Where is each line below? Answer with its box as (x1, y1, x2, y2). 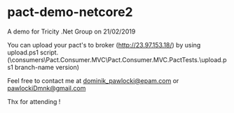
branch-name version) (15, 63, 79, 71)
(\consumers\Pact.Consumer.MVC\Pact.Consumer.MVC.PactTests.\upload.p (7, 55, 227, 63)
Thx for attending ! (7, 97, 61, 105)
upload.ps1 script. (7, 48, 59, 56)
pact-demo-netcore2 (7, 4, 133, 20)
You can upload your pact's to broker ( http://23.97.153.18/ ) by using (7, 40, 201, 49)
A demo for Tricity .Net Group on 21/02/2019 (7, 27, 136, 36)
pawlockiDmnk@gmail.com (7, 84, 86, 92)
